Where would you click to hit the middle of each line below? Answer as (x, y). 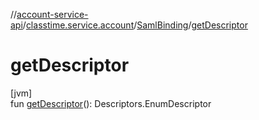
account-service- (52, 14)
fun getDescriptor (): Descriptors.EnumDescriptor (111, 103)
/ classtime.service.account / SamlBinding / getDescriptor (135, 25)
